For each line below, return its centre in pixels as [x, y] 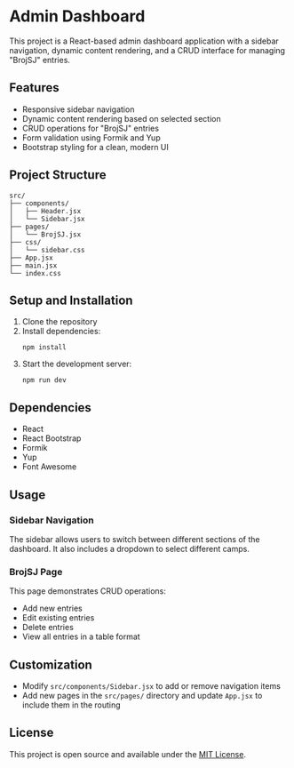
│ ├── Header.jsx [45, 211]
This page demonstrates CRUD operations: [88, 591]
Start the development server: [77, 364]
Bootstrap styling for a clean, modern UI [95, 147]
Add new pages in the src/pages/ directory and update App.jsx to [142, 695]
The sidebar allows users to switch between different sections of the [135, 539]
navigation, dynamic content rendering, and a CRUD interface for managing [147, 50]
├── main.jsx [33, 265]
